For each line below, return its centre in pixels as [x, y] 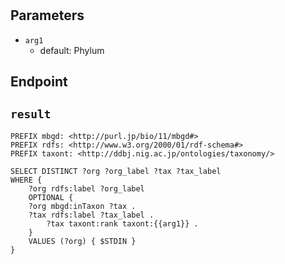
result [31, 114]
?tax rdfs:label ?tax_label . [91, 215]
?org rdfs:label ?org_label [86, 188]
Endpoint [39, 81]
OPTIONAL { [51, 197]
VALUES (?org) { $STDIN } [82, 241]
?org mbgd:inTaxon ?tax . [82, 206]
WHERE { [26, 180]
